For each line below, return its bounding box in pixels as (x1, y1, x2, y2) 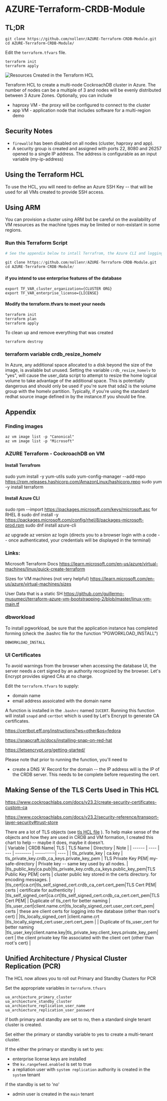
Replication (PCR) (5, 962, 61, 971)
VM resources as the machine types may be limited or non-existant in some (5, 222, 160, 228)
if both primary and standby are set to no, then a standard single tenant (5, 1016, 151, 1022)
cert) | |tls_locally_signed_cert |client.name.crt (5, 914, 99, 919)
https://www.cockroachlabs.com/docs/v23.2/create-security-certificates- (5, 799, 157, 805)
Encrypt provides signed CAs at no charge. (5, 673, 93, 679)
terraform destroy (5, 339, 43, 344)
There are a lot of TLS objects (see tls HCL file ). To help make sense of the (5, 829, 160, 835)
